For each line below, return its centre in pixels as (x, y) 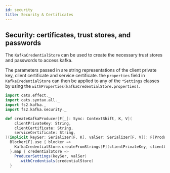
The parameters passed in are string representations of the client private (81, 70)
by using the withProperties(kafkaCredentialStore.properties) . (73, 86)
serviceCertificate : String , (45, 133)
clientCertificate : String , (44, 128)
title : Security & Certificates (39, 15)
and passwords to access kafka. (39, 61)
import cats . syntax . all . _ (32, 100)
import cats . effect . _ (28, 96)
